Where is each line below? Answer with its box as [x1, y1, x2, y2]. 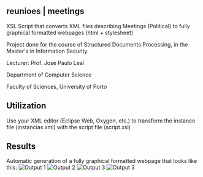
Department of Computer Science [6, 71, 92, 78]
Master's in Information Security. [6, 47, 89, 55]
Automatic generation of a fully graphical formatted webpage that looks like [6, 157, 197, 165]
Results [6, 141, 36, 152]
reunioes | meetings [6, 6, 85, 17]
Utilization [6, 100, 47, 111]
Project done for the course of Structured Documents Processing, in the [6, 40, 188, 48]
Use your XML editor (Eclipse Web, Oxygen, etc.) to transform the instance [6, 117, 196, 124]
